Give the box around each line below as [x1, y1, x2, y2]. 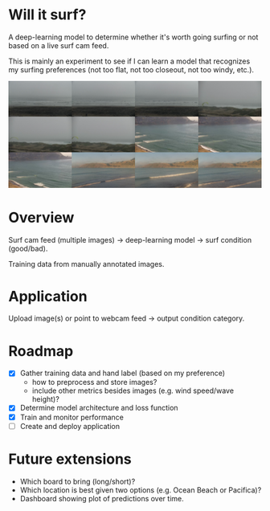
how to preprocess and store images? [31, 378, 157, 387]
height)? [31, 394, 60, 404]
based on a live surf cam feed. [8, 40, 109, 50]
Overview [8, 208, 75, 227]
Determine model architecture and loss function [19, 403, 178, 413]
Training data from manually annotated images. [8, 259, 165, 268]
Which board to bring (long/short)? [19, 476, 136, 486]
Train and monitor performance [19, 412, 125, 422]
